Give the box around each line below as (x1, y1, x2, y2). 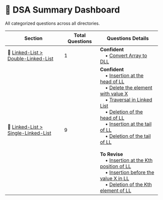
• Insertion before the (105, 169, 154, 176)
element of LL (100, 187, 131, 194)
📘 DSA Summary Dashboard (5, 4, 120, 15)
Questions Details (106, 35, 149, 42)
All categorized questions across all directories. (5, 20, 100, 26)
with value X (100, 90, 128, 97)
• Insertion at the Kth (105, 157, 153, 164)
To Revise (100, 151, 123, 157)
